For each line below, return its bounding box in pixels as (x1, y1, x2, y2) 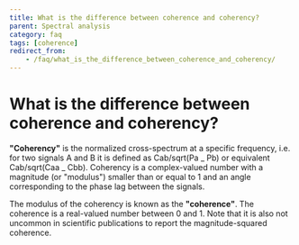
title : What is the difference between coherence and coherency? (9, 13, 259, 23)
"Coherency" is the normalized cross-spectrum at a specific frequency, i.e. (9, 142, 291, 153)
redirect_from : (9, 47, 67, 56)
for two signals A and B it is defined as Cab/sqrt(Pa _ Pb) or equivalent (9, 152, 270, 163)
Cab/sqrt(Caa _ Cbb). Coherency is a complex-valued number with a (9, 161, 264, 172)
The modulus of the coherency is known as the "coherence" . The (9, 198, 255, 209)
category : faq (9, 30, 63, 39)
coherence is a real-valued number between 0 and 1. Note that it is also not (9, 208, 288, 219)
